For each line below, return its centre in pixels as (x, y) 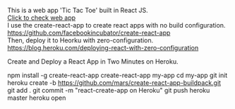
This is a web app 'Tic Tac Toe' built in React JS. (78, 10)
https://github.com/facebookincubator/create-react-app (89, 33)
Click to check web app (42, 18)
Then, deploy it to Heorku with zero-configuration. (80, 40)
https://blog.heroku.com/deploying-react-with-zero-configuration (103, 48)
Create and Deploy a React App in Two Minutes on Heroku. (93, 62)
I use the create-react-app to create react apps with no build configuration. (116, 25)
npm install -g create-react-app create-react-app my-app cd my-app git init (117, 75)
